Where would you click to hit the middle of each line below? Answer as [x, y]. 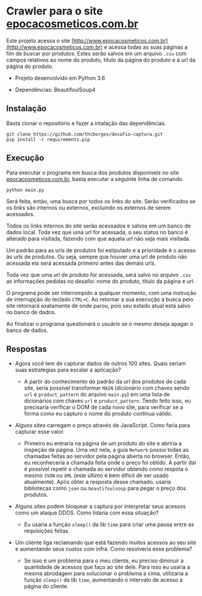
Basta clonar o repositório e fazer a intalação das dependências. [86, 123]
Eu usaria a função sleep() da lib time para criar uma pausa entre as [109, 525]
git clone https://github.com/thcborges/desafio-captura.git [85, 134]
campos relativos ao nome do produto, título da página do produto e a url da [101, 60]
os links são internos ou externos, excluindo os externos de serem [89, 208]
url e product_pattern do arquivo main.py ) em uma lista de [97, 395]
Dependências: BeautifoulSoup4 [55, 89]
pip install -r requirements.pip [48, 139]
